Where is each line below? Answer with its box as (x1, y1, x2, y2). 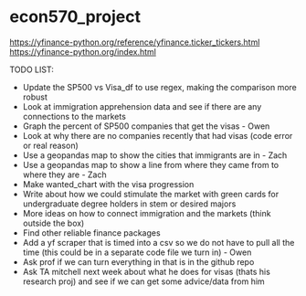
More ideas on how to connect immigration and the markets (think (22, 207, 271, 218)
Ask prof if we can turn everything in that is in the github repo (22, 256, 255, 267)
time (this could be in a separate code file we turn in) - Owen (22, 247, 252, 258)
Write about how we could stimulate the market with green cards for (22, 188, 280, 199)
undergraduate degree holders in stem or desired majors (22, 198, 237, 209)
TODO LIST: (9, 64, 55, 75)
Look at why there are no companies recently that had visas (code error (22, 130, 293, 141)
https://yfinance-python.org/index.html (9, 46, 157, 57)
